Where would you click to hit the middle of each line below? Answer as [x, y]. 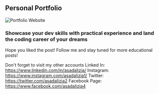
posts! [12, 55]
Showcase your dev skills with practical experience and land [80, 33]
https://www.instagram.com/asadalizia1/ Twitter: [55, 76]
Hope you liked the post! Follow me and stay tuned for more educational [79, 50]
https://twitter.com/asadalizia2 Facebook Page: [53, 81]
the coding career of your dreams [46, 39]
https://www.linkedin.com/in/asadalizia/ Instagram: [57, 70]
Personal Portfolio [34, 8]
